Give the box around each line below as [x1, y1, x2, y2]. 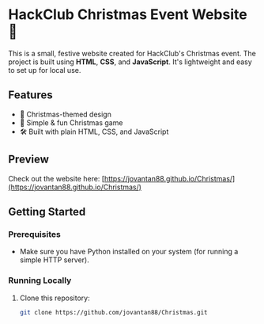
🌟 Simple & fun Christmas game [19, 117, 123, 128]
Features [8, 89, 53, 102]
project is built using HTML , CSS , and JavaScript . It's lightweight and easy [8, 57, 253, 67]
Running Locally [8, 275, 72, 286]
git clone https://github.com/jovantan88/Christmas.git [19, 308, 208, 316]
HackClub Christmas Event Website [8, 6, 247, 24]
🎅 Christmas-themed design [19, 109, 112, 119]
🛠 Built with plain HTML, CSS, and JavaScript [19, 127, 169, 136]
